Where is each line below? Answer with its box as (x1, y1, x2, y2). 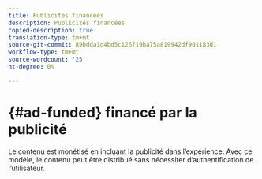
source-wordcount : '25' (8, 56, 87, 64)
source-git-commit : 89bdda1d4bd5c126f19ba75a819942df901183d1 (8, 41, 217, 49)
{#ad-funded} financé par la (8, 103, 197, 121)
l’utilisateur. (8, 163, 46, 173)
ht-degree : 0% (8, 63, 55, 71)
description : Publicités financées (8, 19, 125, 27)
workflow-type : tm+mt (8, 48, 80, 56)
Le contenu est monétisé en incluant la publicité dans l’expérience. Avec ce (8, 147, 253, 156)
